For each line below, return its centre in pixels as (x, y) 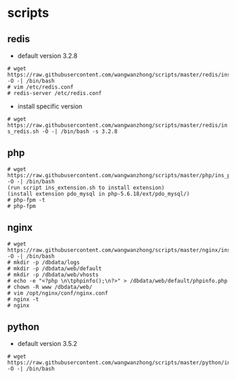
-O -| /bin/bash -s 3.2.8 (80, 131)
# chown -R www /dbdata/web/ (50, 287)
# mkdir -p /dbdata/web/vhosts (53, 275)
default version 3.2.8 (47, 56)
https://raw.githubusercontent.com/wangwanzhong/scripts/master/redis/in (118, 125)
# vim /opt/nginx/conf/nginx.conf (58, 293)
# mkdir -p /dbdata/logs (44, 262)
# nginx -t (23, 299)
